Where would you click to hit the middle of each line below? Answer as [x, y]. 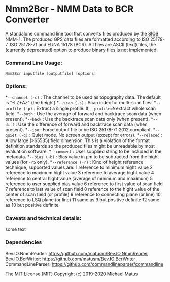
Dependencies [24, 242]
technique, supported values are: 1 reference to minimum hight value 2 [79, 167]
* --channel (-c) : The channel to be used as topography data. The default [83, 97]
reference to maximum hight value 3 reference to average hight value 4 [80, 172]
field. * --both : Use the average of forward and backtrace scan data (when [83, 113]
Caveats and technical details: [43, 218]
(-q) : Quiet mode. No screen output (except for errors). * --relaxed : [90, 135]
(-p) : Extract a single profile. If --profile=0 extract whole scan [90, 108]
